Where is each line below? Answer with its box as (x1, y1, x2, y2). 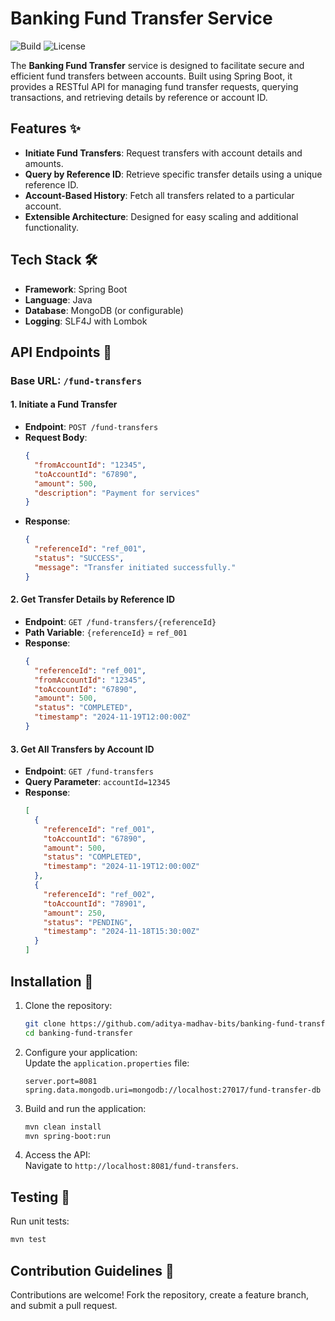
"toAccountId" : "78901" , (43, 898, 147, 909)
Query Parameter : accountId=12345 (24, 776, 171, 788)
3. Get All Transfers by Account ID (10, 743, 155, 755)
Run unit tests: (10, 1215, 70, 1227)
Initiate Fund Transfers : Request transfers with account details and (24, 147, 303, 159)
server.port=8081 (24, 1076, 98, 1086)
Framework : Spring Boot (24, 283, 128, 295)
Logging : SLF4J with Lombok (24, 315, 148, 327)
